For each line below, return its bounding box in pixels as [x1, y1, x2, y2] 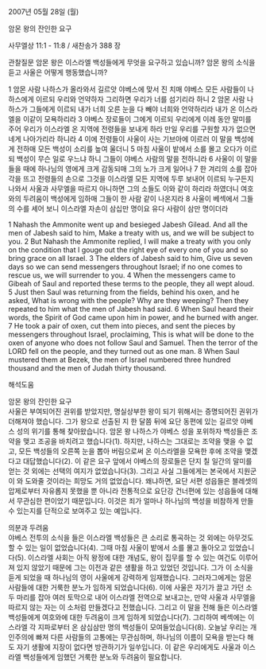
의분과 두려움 [8, 523, 49, 532]
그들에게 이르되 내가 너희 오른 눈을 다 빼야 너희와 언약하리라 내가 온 [29, 104, 237, 114]
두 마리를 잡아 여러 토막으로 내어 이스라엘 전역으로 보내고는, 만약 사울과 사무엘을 [8, 593, 256, 602]
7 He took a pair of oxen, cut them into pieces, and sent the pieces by [8, 321, 236, 330]
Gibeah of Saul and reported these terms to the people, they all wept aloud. [8, 279, 255, 288]
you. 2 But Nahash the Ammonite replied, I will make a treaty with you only [8, 237, 252, 246]
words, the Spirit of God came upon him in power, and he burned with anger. [8, 313, 259, 322]
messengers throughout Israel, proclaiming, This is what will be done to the [8, 329, 254, 339]
